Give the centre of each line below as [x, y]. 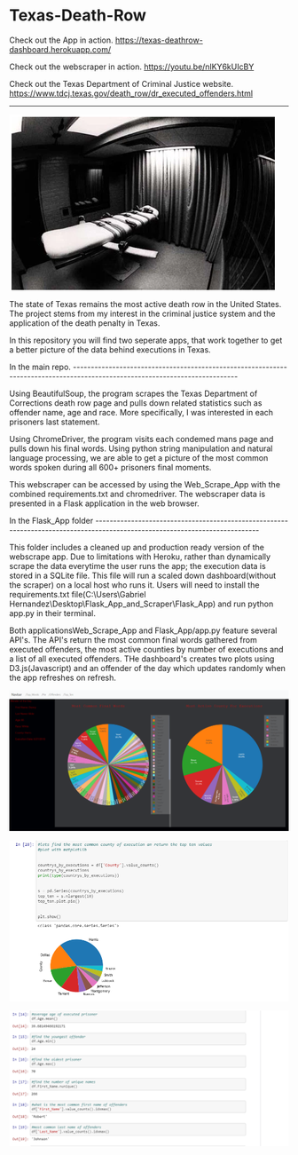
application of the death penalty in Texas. [85, 323]
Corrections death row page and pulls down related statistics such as [136, 403]
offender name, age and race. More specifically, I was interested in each [141, 412]
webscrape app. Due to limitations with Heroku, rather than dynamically [140, 557]
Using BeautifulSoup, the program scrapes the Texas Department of [133, 393]
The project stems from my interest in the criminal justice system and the [142, 313]
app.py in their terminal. [52, 613]
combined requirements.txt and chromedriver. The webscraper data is [137, 494]
